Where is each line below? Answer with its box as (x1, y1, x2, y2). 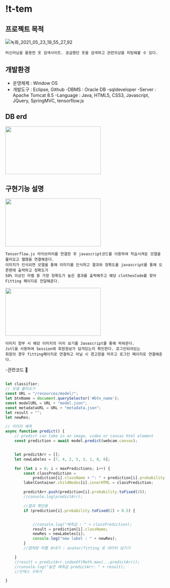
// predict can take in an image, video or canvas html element (14, 434, 154, 439)
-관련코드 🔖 (5, 367, 29, 373)
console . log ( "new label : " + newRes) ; (32, 536, 117, 542)
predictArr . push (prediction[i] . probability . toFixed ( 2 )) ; (23, 489, 147, 495)
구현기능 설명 (5, 184, 44, 193)
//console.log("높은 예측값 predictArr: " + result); (14, 564, 126, 570)
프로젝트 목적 (5, 25, 44, 33)
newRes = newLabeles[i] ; (32, 531, 86, 536)
